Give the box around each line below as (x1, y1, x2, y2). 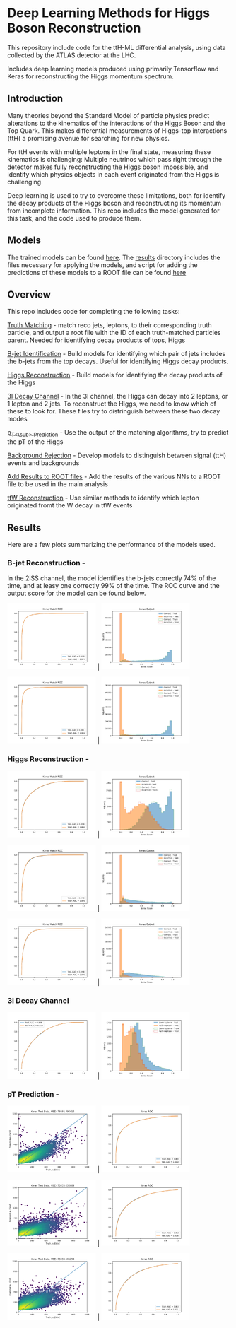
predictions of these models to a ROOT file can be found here (7, 268, 187, 276)
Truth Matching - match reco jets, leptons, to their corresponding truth (7, 321, 212, 329)
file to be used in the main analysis (7, 480, 108, 488)
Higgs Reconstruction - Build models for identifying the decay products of (7, 371, 223, 380)
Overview (7, 288, 52, 300)
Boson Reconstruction (7, 20, 141, 36)
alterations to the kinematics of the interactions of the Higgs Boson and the (7, 119, 226, 127)
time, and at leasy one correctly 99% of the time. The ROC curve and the (7, 582, 220, 590)
